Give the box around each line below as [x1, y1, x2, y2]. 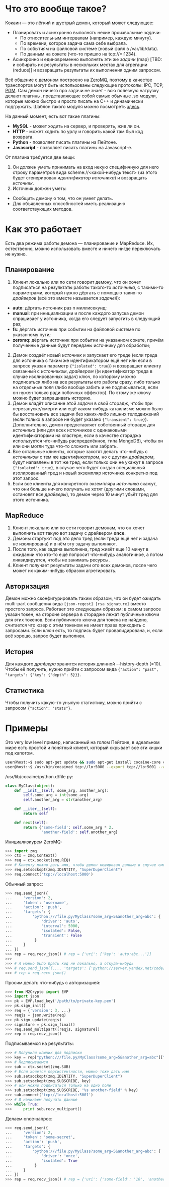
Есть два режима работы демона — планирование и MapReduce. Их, [5, 240, 154, 246]
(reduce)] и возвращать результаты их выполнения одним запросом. [12, 67, 161, 73]
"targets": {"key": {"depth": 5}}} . [5, 671, 81, 678]
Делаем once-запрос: [5, 1115, 53, 1121]
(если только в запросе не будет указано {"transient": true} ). [12, 416, 148, 422]
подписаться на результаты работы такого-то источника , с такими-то [12, 284, 163, 290]
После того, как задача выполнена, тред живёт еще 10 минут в [12, 546, 149, 552]
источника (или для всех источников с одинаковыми [12, 427, 127, 433]
